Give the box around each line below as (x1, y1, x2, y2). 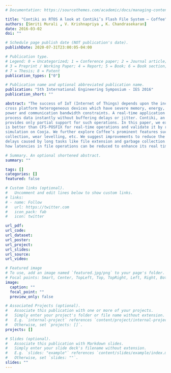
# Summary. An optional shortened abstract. (5, 153, 101, 158)
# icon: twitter (5, 214, 44, 219)
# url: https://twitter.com (5, 205, 70, 210)
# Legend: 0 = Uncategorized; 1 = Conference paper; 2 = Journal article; (5, 59, 167, 64)
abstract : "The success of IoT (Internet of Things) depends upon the (5, 101, 158, 106)
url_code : (5, 228, 26, 233)
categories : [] (5, 171, 38, 177)
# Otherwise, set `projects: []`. (5, 322, 83, 327)
